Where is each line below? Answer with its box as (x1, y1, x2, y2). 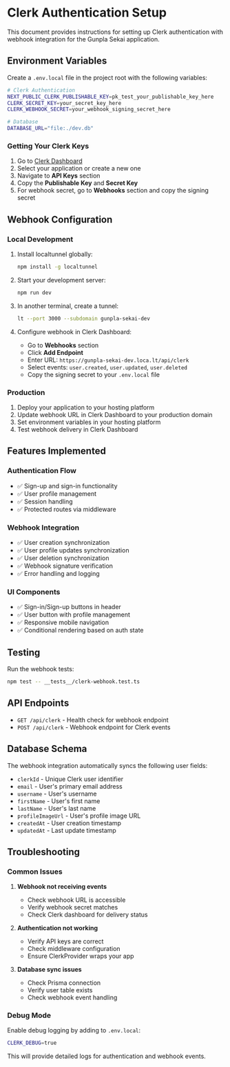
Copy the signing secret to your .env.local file (27, 370, 160, 378)
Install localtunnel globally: (17, 250, 93, 258)
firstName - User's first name (17, 796, 101, 805)
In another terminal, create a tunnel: (17, 302, 119, 310)
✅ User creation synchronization (17, 538, 110, 546)
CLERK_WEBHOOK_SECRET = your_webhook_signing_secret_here (7, 106, 171, 113)
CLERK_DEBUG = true (7, 1039, 57, 1047)
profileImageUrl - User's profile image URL (17, 811, 141, 820)
